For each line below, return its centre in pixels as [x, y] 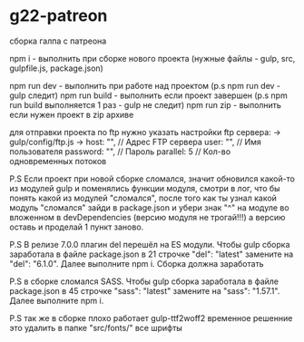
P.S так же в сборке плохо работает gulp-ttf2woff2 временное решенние [151, 318]
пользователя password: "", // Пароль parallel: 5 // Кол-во [120, 151]
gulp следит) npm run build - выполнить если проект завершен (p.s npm [148, 95]
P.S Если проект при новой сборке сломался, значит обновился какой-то [152, 179]
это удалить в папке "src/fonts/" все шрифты [96, 327]
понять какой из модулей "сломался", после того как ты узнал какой [143, 198]
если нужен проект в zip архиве [72, 114]
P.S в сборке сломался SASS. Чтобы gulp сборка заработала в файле [144, 281]
